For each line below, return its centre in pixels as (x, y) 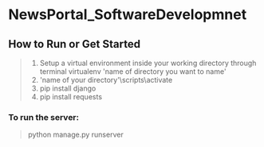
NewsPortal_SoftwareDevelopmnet (128, 15)
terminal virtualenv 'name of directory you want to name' (133, 72)
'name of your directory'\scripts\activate (106, 80)
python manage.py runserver (75, 135)
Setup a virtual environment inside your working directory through (148, 63)
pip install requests (71, 97)
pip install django (68, 88)
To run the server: (44, 117)
